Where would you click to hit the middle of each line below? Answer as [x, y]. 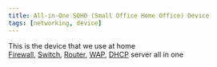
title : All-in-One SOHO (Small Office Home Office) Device [109, 16]
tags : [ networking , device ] [55, 23]
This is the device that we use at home [72, 45]
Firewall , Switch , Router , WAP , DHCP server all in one [96, 54]
